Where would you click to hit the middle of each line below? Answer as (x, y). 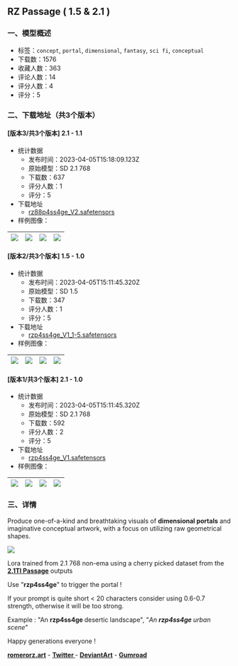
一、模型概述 (29, 33)
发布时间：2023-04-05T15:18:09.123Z (84, 159)
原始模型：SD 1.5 (53, 291)
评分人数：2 (46, 432)
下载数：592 (47, 423)
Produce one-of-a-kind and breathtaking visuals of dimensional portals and (119, 521)
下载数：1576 (37, 59)
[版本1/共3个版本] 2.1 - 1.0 (45, 379)
